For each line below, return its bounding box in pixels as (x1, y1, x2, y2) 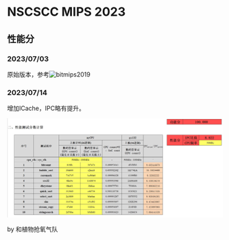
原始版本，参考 (7, 70, 49, 79)
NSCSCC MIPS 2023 (7, 4, 126, 20)
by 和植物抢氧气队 (7, 225, 58, 233)
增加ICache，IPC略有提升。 (7, 104, 86, 113)
